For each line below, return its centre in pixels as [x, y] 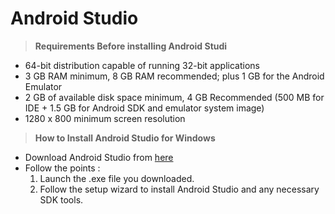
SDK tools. [61, 199]
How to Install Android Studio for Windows [125, 138]
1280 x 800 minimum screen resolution [105, 118]
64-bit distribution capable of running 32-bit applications [142, 65]
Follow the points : [62, 168]
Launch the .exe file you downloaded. [117, 178]
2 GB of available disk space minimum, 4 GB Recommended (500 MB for [174, 97]
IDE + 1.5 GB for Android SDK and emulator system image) [144, 108]
